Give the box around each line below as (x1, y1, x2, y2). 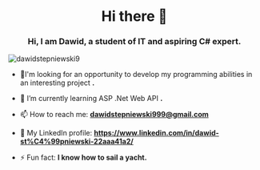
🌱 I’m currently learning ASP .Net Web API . (19, 94, 163, 103)
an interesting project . (19, 78, 95, 87)
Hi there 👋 (101, 7, 168, 26)
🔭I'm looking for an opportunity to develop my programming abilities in (19, 70, 253, 79)
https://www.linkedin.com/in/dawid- (94, 128, 220, 138)
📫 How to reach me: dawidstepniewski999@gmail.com (19, 110, 210, 119)
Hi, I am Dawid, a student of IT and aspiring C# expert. (27, 36, 242, 47)
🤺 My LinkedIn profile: (19, 128, 93, 138)
